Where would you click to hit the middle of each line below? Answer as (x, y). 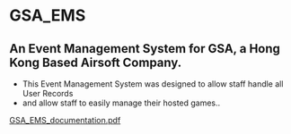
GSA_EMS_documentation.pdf (65, 120)
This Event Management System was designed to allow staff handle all (153, 84)
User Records (48, 93)
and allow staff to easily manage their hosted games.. (121, 103)
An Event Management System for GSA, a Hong (145, 49)
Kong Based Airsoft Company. (96, 62)
